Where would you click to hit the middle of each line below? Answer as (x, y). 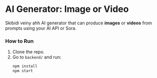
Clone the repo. (28, 52)
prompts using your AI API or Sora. (41, 28)
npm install (25, 66)
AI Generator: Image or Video (67, 9)
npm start (23, 71)
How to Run (19, 41)
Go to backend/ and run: (37, 57)
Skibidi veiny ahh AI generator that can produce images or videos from (79, 23)
